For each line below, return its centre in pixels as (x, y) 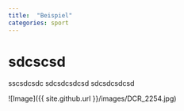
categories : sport (38, 23)
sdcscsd (37, 62)
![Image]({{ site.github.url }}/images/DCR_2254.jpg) (92, 98)
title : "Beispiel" (40, 15)
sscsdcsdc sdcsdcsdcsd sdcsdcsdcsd (71, 83)
